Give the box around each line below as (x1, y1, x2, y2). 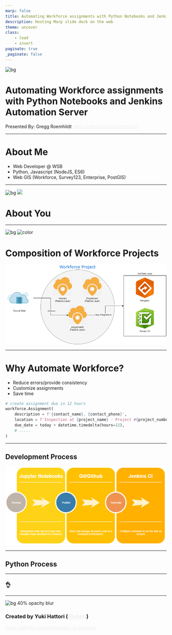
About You (5, 207, 51, 219)
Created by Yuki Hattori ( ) (5, 612, 89, 620)
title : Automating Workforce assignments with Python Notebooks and (5, 13, 155, 19)
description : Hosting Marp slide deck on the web (5, 19, 114, 24)
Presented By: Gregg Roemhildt (5, 123, 72, 130)
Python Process (5, 560, 57, 569)
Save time (12, 390, 34, 396)
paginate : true (5, 46, 38, 51)
